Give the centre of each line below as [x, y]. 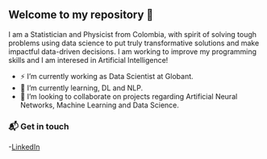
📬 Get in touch [39, 126]
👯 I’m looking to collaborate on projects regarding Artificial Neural [129, 96]
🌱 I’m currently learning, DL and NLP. [81, 88]
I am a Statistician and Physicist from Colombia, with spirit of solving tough [132, 34]
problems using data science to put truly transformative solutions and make [134, 43]
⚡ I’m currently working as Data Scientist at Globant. [106, 76]
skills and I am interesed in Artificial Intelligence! [88, 60]
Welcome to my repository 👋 [81, 15]
